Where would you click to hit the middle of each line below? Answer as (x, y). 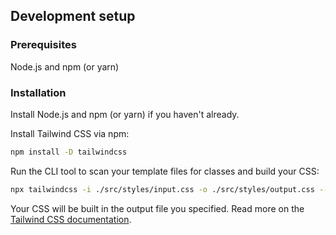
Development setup (73, 16)
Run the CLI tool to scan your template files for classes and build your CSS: (165, 171)
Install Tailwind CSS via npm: (70, 133)
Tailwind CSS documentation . (71, 219)
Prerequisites (43, 45)
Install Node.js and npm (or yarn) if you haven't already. (125, 114)
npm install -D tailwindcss (69, 152)
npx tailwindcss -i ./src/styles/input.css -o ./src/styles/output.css (162, 189)
